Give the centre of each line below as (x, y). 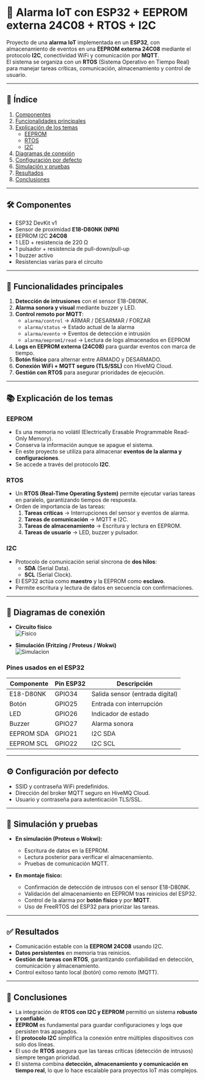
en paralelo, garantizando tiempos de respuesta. (76, 500)
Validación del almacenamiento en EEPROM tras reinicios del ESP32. (110, 894)
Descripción (135, 683)
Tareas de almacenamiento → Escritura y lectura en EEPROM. (103, 526)
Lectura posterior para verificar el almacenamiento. (89, 857)
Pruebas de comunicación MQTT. (66, 864)
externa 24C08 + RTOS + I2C (81, 25)
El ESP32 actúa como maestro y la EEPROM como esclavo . (90, 581)
